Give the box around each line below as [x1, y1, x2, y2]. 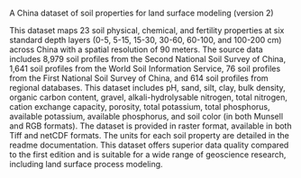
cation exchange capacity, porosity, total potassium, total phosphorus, [9, 102, 270, 111]
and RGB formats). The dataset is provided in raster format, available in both [9, 120, 292, 131]
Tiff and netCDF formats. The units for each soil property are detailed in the [9, 130, 290, 140]
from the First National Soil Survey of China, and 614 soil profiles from [9, 73, 269, 84]
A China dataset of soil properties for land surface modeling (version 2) [9, 8, 274, 18]
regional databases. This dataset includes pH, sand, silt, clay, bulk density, [9, 83, 286, 93]
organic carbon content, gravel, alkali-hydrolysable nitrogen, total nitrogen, [9, 92, 288, 102]
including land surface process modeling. [9, 159, 164, 169]
